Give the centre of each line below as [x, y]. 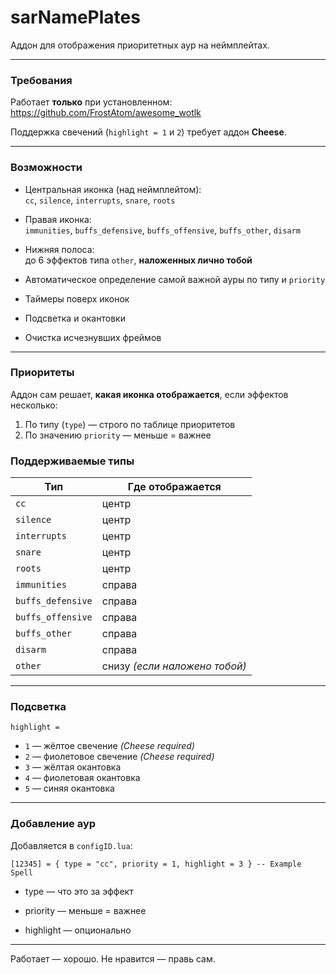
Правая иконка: [58, 219]
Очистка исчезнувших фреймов [93, 337]
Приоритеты [42, 373]
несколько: [34, 405]
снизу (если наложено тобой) [174, 666]
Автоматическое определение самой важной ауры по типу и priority [175, 279]
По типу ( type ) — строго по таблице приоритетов [130, 424]
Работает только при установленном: [91, 102]
